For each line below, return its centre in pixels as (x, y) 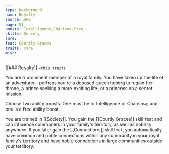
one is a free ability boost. (33, 109)
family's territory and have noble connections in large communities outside (84, 141)
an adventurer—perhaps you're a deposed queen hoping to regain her (79, 83)
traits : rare (19, 48)
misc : (11, 53)
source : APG (18, 19)
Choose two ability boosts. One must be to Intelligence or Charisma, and (81, 103)
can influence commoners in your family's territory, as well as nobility (78, 124)
